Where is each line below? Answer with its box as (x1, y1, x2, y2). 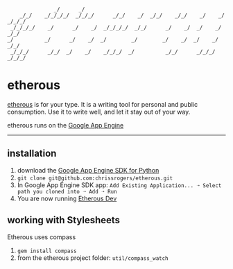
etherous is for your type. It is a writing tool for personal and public (7, 100, 198, 108)
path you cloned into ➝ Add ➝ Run (17, 188, 117, 195)
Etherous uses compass (7, 232, 76, 241)
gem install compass (17, 248, 77, 254)
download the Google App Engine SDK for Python (17, 166, 159, 174)
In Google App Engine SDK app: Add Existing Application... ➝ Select (17, 180, 222, 189)
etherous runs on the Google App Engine (7, 121, 124, 129)
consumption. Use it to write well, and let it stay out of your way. (7, 107, 191, 116)
